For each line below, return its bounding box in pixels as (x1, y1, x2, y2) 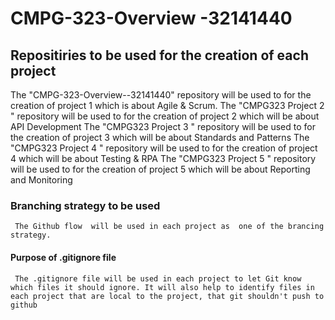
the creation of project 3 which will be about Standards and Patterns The (10, 132, 310, 143)
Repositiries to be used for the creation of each (10, 47, 309, 64)
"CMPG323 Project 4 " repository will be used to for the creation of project (10, 142, 318, 154)
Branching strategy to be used (10, 198, 161, 212)
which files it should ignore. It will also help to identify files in (10, 282, 315, 292)
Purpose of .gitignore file (10, 251, 117, 263)
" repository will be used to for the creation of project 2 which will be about (10, 110, 320, 122)
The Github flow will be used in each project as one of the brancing (14, 222, 325, 232)
